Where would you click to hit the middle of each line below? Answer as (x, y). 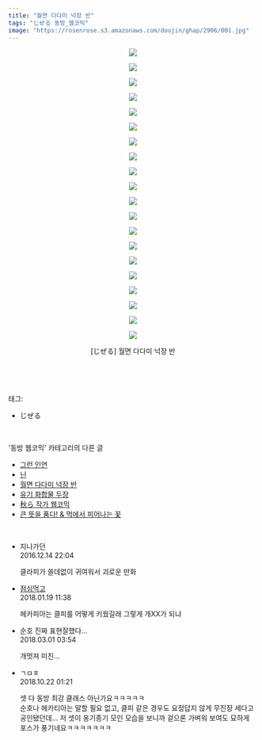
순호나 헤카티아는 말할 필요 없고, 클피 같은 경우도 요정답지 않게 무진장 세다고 (137, 708)
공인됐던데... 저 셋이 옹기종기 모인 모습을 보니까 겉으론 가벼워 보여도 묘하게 (135, 718)
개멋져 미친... (40, 656)
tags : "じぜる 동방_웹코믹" (48, 23)
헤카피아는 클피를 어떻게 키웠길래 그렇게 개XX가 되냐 (101, 614)
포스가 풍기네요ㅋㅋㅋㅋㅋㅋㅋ (66, 728)
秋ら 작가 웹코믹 (45, 504)
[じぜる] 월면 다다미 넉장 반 (133, 351)
